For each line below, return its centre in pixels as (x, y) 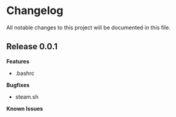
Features (18, 61)
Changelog (35, 11)
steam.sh (27, 97)
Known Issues (25, 108)
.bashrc (25, 73)
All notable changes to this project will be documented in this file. (89, 27)
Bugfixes (18, 85)
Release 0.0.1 (32, 47)
